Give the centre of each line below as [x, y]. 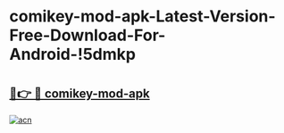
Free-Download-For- [88, 35]
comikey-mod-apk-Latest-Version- [142, 17]
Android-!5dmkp [73, 54]
